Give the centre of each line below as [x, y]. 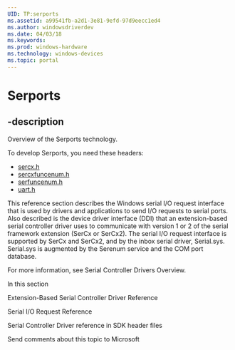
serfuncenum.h [40, 182]
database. [22, 256]
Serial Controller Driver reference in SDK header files [85, 325]
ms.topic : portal [33, 61]
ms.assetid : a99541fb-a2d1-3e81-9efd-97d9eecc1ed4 [84, 21]
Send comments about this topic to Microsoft [74, 339]
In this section [28, 284]
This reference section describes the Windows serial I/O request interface [116, 203]
